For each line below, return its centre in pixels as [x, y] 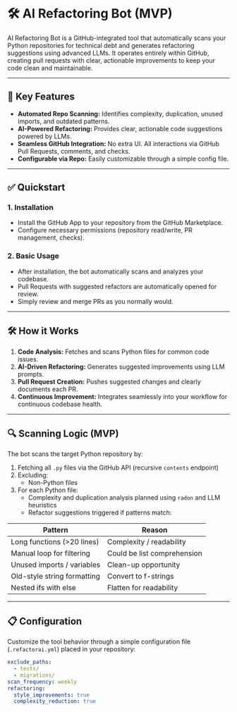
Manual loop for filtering [50, 553]
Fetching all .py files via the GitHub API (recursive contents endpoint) [118, 468]
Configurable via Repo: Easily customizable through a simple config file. [123, 159]
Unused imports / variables [56, 565]
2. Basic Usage [34, 256]
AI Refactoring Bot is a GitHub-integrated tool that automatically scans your [117, 38]
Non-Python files [53, 483]
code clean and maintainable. [50, 68]
